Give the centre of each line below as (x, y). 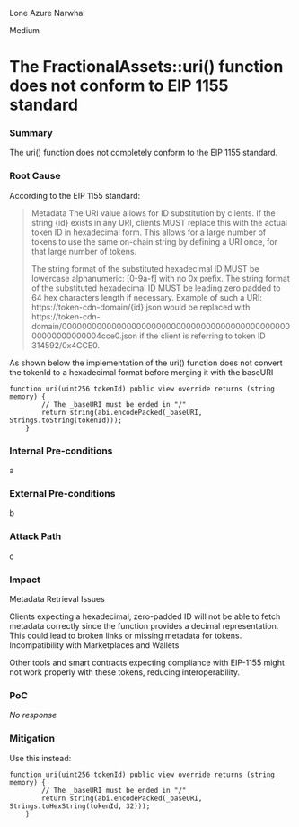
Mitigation (32, 739)
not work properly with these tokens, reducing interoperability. (125, 672)
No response (33, 715)
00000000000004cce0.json (84, 336)
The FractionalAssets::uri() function (146, 67)
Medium (25, 30)
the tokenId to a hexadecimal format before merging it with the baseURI (141, 372)
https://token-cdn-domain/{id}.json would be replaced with (141, 307)
